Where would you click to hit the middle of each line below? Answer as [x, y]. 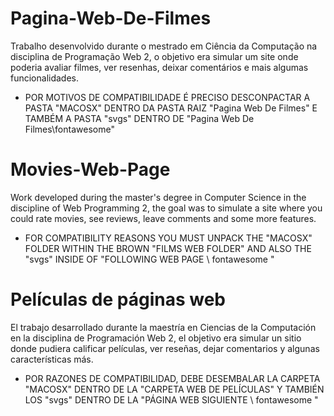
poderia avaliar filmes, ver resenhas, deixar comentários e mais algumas [159, 67]
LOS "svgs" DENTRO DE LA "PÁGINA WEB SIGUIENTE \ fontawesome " [171, 399]
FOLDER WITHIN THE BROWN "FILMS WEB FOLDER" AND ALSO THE [168, 248]
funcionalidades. [45, 78]
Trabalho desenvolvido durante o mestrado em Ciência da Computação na [164, 46]
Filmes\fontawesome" [69, 129]
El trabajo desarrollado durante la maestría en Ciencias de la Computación [163, 327]
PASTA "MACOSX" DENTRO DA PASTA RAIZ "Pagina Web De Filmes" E [171, 108]
